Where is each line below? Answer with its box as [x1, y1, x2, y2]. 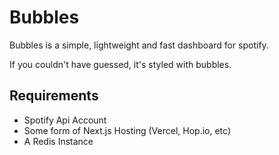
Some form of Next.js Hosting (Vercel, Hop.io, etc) [23, 124, 231, 136]
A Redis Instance [23, 135, 94, 147]
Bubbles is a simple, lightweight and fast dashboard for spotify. [9, 39, 269, 51]
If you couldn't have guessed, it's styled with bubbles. [9, 58, 232, 70]
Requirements [9, 87, 99, 105]
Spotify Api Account [23, 114, 107, 126]
